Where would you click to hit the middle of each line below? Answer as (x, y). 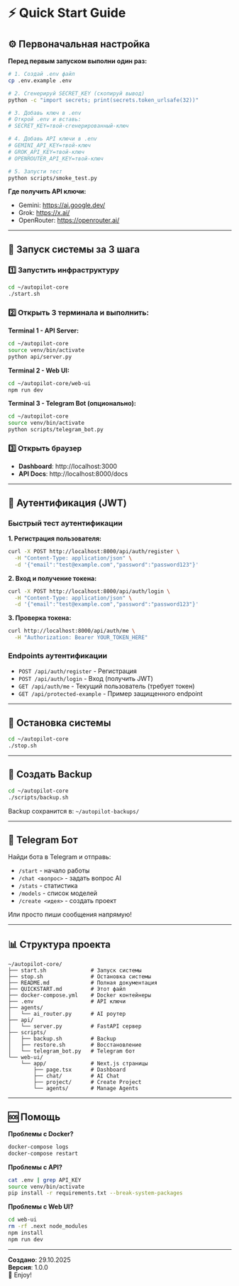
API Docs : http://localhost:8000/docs (73, 474)
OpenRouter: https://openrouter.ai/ (69, 221)
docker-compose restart (43, 1153)
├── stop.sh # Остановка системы (80, 977)
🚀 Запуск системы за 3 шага (74, 249)
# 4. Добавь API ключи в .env (53, 139)
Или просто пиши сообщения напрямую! (70, 914)
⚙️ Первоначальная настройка (79, 44)
